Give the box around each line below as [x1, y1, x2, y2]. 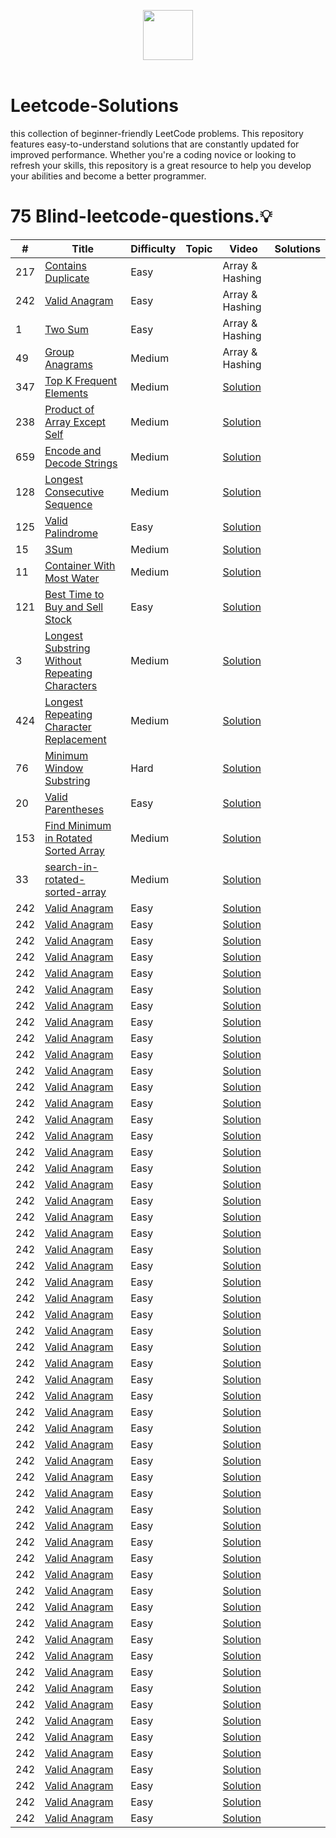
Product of [44, 402, 95, 416]
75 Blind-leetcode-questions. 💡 [10, 205, 273, 228]
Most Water [44, 571, 100, 585]
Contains [44, 258, 87, 272]
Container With [44, 558, 116, 572]
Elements [44, 386, 89, 400]
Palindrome [44, 526, 99, 540]
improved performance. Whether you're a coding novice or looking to [10, 148, 297, 160]
